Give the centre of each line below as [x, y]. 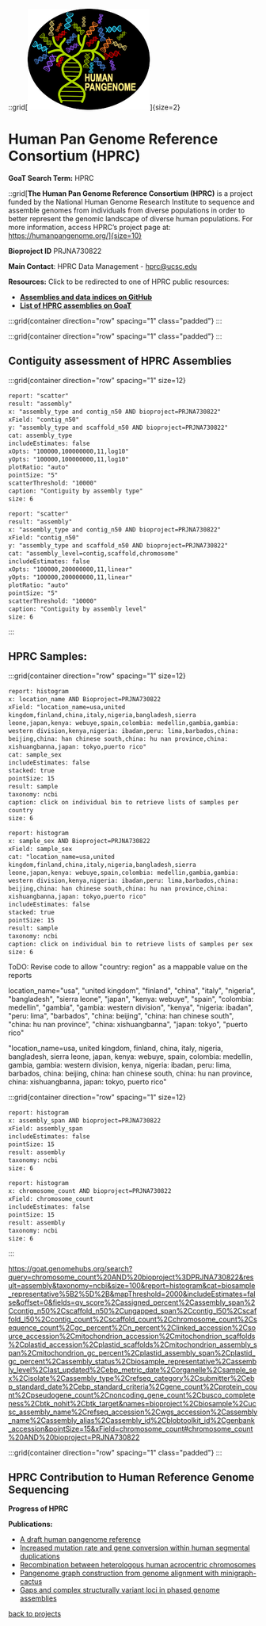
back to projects [35, 1614]
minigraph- [239, 1573]
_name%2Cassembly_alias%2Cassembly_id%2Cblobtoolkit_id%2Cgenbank [131, 1420]
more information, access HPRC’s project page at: [89, 227]
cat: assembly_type [40, 435]
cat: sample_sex [35, 754]
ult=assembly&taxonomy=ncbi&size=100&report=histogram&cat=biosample [132, 1285]
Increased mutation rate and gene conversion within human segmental [135, 1548]
